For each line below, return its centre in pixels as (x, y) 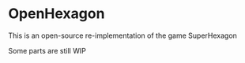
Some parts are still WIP (47, 50)
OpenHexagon (57, 14)
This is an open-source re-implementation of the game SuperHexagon (122, 35)
